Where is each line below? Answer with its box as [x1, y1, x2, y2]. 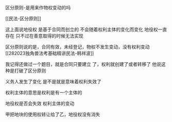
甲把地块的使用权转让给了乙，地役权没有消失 [5, 111, 100, 117]
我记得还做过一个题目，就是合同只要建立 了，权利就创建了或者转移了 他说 [5, 61, 161, 67]
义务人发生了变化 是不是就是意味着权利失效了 [5, 79, 101, 84]
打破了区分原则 [14, 67, 46, 74]
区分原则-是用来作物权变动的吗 [5, 5, 71, 10]
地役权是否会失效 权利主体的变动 [5, 100, 75, 107]
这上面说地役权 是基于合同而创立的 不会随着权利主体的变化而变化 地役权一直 [5, 26, 167, 32]
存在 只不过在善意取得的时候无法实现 [5, 33, 83, 39]
